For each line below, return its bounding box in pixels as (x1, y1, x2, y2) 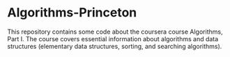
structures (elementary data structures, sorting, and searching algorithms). (7, 42, 222, 50)
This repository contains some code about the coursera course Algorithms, (7, 27, 223, 36)
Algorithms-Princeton (7, 5, 137, 21)
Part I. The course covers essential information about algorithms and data (7, 34, 219, 43)
